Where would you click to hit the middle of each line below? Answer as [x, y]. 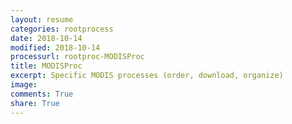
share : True [35, 103]
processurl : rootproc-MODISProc [77, 57]
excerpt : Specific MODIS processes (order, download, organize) [147, 76]
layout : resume [42, 19]
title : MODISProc [46, 66]
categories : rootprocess [62, 29]
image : [24, 85]
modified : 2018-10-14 [55, 47]
